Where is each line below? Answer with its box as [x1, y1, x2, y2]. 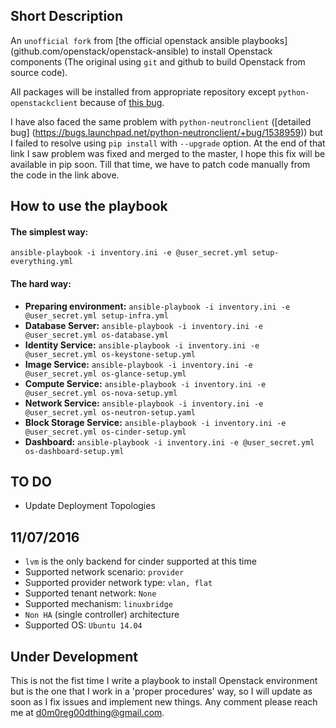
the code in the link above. [10, 169, 120, 181]
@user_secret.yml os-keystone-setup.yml [24, 349, 196, 359]
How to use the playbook [10, 198, 168, 215]
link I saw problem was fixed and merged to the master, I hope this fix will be [10, 147, 326, 159]
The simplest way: [10, 225, 89, 238]
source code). [10, 66, 68, 78]
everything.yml [10, 257, 74, 267]
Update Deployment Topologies [24, 500, 156, 512]
